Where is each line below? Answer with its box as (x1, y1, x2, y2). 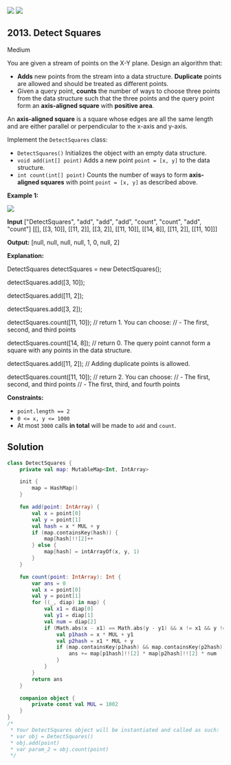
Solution (7, 441, 44, 453)
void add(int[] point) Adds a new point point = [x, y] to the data (16, 155, 210, 164)
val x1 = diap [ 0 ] (43, 605, 94, 612)
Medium (7, 45, 31, 54)
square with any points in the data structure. (7, 346, 133, 354)
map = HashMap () (32, 485, 78, 492)
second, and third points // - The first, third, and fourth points (7, 380, 180, 388)
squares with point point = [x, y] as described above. (40, 177, 198, 186)
